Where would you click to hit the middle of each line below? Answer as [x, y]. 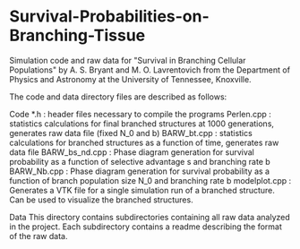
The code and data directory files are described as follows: [118, 97]
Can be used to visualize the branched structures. [102, 200]
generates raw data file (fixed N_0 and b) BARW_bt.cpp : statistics [131, 133]
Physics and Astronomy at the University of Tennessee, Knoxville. [131, 79]
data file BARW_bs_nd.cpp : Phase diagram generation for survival [132, 152]
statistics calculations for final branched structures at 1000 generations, [142, 124]
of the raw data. [39, 236]
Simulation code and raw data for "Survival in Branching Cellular [128, 60]
